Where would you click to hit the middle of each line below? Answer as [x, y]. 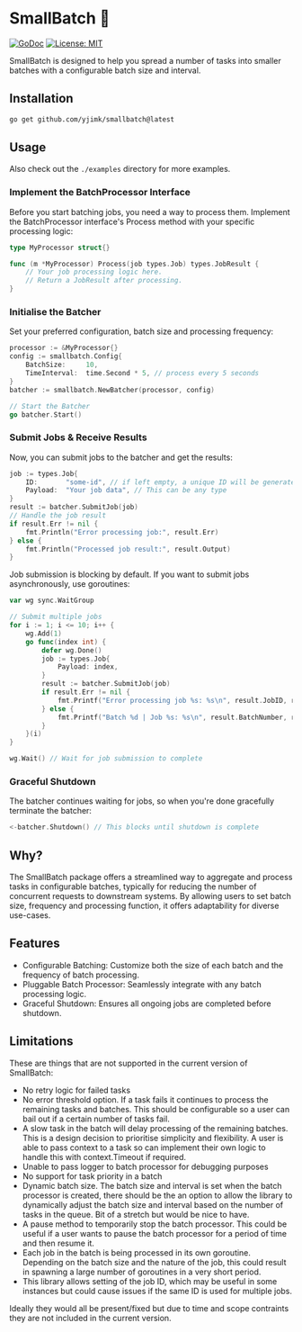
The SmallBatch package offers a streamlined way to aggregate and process [151, 877]
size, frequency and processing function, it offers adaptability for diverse [144, 906]
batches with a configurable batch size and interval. [105, 70]
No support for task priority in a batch [92, 1176]
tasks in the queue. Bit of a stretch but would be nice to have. [136, 1214]
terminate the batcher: [51, 811]
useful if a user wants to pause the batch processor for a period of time [155, 1233]
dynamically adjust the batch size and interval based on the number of [153, 1204]
